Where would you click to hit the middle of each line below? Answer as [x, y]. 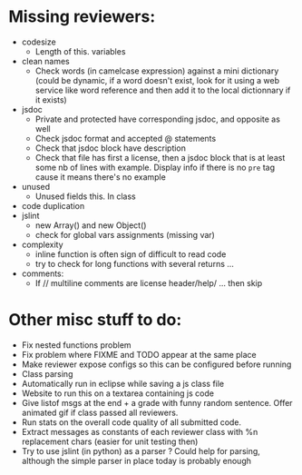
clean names [45, 61]
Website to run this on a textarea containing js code [118, 393]
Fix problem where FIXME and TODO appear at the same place [139, 354]
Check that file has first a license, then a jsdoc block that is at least [160, 157]
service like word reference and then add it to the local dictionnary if [163, 90]
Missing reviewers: [82, 17]
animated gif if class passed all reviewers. [100, 412]
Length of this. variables [80, 51]
